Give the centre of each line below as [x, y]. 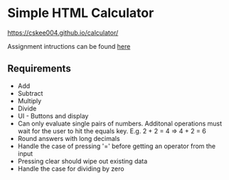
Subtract [30, 93]
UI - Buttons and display [53, 116]
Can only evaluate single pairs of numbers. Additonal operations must [120, 123]
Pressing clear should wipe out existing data [82, 161]
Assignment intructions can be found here [69, 46]
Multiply [30, 101]
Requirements [39, 69]
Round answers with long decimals [69, 138]
